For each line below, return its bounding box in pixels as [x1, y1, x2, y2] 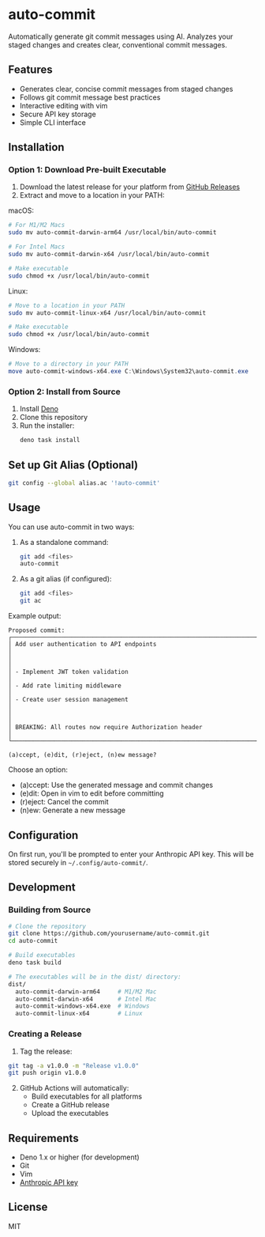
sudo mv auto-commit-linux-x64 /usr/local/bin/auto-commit [8, 308, 207, 317]
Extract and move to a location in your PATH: [19, 191, 165, 200]
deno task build [8, 959, 62, 967]
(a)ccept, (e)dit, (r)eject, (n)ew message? [8, 751, 157, 759]
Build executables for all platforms [31, 1091, 143, 1101]
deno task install [19, 437, 80, 444]
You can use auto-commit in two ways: [8, 522, 135, 531]
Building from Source [8, 904, 91, 915]
